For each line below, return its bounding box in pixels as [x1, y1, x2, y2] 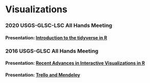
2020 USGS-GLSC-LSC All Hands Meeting [5, 22, 113, 29]
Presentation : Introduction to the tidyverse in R [5, 34, 108, 40]
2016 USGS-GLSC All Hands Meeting [5, 47, 99, 54]
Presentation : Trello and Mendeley [5, 72, 80, 78]
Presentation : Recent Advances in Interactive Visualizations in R [5, 60, 145, 66]
